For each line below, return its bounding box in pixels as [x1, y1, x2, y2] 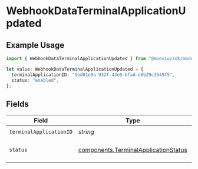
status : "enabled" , [11, 77, 60, 83]
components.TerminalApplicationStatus [78, 146, 187, 154]
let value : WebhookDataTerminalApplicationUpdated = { [6, 66, 144, 72]
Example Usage [6, 40, 65, 50]
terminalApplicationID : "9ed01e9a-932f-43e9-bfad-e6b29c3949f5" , [11, 72, 176, 78]
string [78, 128, 94, 136]
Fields [6, 99, 29, 109]
